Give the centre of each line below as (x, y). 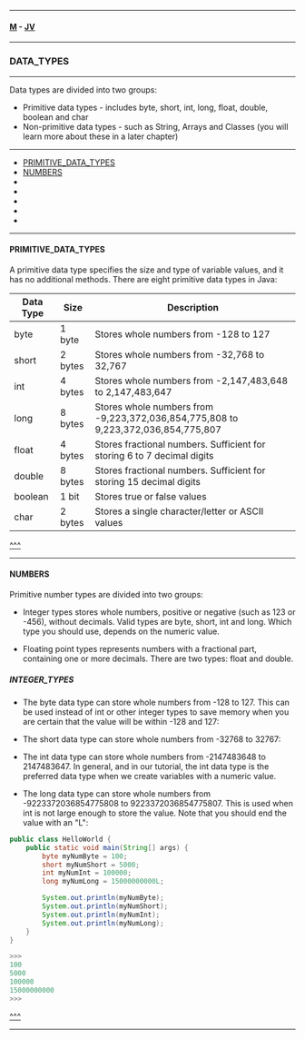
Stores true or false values (151, 496)
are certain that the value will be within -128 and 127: (121, 721)
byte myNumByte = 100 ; (85, 856)
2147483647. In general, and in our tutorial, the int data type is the (146, 766)
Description (193, 307)
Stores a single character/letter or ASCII (179, 511)
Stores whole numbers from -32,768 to (180, 354)
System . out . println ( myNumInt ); (101, 915)
